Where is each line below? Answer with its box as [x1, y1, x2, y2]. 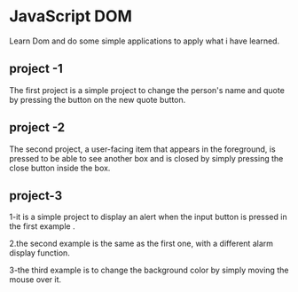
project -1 [9, 61, 64, 76]
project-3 [9, 188, 63, 203]
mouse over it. [9, 274, 62, 285]
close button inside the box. [9, 162, 111, 173]
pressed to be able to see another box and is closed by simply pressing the [9, 153, 284, 163]
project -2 [9, 120, 65, 135]
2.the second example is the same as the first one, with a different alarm [9, 238, 273, 249]
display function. [9, 248, 71, 258]
